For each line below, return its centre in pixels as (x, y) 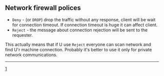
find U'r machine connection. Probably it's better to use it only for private (79, 49)
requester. (22, 35)
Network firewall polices (43, 8)
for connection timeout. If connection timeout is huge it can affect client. (85, 25)
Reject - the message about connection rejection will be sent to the (80, 30)
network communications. (31, 55)
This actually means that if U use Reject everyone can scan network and (78, 44)
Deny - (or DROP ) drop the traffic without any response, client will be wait (84, 19)
